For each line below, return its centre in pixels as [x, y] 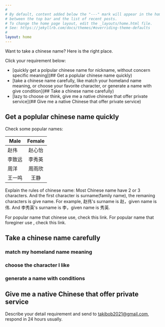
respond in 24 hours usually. [34, 319]
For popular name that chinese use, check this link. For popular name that [80, 217]
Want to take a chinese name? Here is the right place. [59, 51]
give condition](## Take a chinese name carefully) [63, 91]
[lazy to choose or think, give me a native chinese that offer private [80, 96]
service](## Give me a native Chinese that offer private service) [77, 101]
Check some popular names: [34, 129]
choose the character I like [37, 265]
